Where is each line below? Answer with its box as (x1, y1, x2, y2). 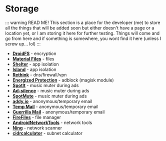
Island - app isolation (12, 66, 56, 72)
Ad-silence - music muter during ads (12, 87, 89, 93)
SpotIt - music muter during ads (12, 82, 79, 88)
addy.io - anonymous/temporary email (12, 98, 92, 104)
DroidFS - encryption (12, 50, 56, 56)
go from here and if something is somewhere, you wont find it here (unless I (5, 35, 161, 41)
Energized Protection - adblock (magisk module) (12, 77, 114, 83)
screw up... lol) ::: (5, 40, 41, 46)
